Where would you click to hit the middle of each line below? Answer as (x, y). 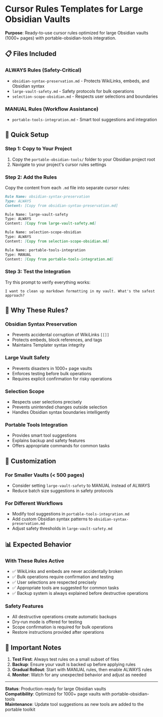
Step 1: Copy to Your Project (39, 148)
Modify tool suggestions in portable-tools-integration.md (71, 514)
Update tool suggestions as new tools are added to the (89, 704)
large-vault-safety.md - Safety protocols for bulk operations (73, 91)
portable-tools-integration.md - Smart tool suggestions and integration (85, 119)
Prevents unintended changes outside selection (60, 407)
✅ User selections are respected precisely (54, 582)
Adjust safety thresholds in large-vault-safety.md (62, 529)
